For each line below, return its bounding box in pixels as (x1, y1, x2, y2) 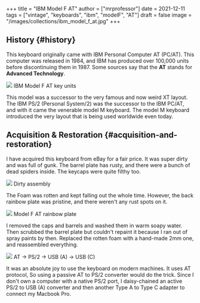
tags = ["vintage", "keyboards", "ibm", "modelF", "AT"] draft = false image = (6, 11, 192, 18)
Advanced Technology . (6, 70, 66, 77)
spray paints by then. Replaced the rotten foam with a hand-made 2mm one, (6, 234, 194, 242)
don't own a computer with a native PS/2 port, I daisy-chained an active (6, 277, 183, 285)
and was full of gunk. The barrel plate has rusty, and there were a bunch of (6, 161, 190, 169)
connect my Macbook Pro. (6, 290, 72, 297)
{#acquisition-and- (104, 130, 178, 140)
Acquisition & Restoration (6, 130, 103, 140)
